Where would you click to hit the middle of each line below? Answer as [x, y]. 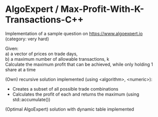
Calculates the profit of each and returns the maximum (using [76, 94]
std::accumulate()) [31, 99]
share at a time [20, 69]
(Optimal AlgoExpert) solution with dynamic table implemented [69, 109]
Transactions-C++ [44, 20]
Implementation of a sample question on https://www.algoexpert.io [74, 33]
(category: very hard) [27, 39]
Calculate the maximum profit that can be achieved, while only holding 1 [79, 64]
